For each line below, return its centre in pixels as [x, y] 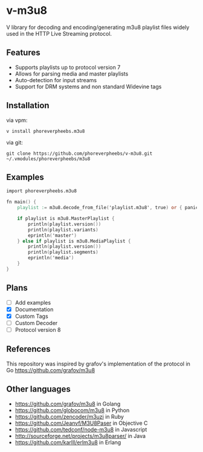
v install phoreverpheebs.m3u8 [46, 131]
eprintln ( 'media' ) [51, 258]
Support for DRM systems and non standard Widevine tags [88, 86]
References [28, 349]
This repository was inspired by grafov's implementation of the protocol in [98, 364]
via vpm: [17, 120]
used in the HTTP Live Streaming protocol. [59, 33]
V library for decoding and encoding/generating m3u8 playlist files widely [98, 27]
